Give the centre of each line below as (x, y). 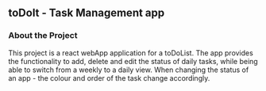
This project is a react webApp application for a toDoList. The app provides (131, 53)
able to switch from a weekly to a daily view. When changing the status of (129, 70)
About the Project (43, 36)
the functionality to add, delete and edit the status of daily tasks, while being (133, 61)
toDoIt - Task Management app (87, 13)
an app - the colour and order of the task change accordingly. (109, 78)
